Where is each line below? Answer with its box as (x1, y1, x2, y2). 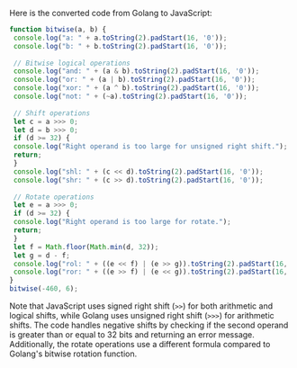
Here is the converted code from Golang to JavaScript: (9, 8, 213, 18)
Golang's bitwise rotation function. (9, 348, 138, 359)
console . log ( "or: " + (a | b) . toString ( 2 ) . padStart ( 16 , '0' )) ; (13, 76, 256, 85)
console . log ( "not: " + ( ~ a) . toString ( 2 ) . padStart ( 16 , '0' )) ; (13, 92, 247, 101)
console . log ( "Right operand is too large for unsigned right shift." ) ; (13, 142, 288, 151)
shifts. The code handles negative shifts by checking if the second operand (9, 319, 289, 330)
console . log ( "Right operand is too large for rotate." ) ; (13, 218, 231, 227)
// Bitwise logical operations (13, 58, 130, 67)
